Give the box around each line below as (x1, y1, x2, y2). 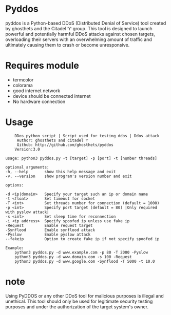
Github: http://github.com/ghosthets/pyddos (16, 142, 114, 148)
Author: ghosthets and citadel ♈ (16, 138, 88, 143)
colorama (12, 82, 33, 88)
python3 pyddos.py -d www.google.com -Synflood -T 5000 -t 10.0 (14, 259, 155, 264)
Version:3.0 (14, 146, 40, 152)
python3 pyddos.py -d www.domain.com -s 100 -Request (14, 254, 132, 259)
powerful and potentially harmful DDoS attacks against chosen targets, (5, 31, 155, 37)
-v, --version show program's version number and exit (5, 174, 132, 179)
